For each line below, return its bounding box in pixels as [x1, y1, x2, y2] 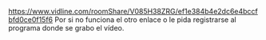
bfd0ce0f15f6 [8, 15, 54, 24]
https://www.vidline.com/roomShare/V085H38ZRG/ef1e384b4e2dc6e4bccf [8, 7, 258, 16]
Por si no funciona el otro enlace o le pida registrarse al [54, 15, 237, 24]
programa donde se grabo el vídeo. [8, 24, 125, 32]
